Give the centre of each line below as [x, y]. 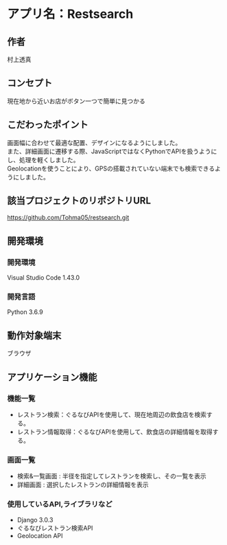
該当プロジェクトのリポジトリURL [79, 201]
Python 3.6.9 [25, 312]
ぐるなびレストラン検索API [55, 528]
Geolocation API [40, 535]
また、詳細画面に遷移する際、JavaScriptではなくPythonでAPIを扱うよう [109, 151]
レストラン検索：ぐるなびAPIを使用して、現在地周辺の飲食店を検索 [112, 414]
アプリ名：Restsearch [70, 14]
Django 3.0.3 [35, 520]
